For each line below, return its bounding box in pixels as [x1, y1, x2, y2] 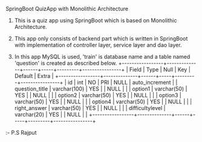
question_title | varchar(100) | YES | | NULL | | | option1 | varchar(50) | [14, 85, 187, 92]
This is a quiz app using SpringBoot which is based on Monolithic [14, 17, 177, 24]
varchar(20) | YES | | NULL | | [14, 111, 88, 118]
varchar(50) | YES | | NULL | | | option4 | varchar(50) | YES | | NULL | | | [14, 98, 192, 105]
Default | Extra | [14, 73, 54, 79]
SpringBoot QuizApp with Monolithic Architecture [5, 5, 128, 12]
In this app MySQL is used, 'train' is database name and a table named [14, 53, 191, 60]
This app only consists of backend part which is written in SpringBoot [14, 35, 188, 42]
